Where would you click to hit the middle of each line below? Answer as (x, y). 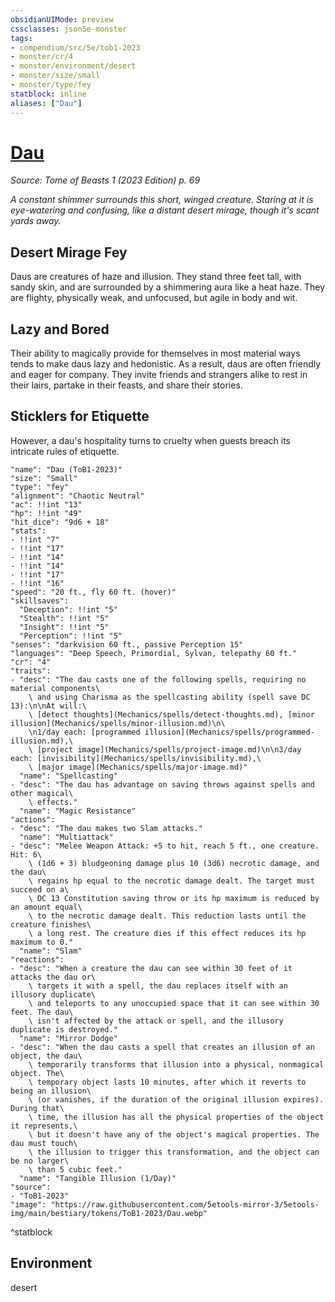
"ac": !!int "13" (46, 504)
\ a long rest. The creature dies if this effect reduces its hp (167, 933)
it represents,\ (44, 1126)
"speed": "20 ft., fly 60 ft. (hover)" (93, 592)
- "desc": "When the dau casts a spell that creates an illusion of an (162, 1047)
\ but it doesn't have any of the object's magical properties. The (174, 1134)
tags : (21, 38)
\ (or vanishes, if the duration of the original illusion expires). (176, 1099)
